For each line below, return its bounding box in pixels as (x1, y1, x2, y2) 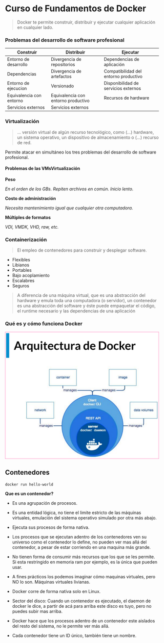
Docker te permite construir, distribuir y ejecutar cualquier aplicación (17, 19, 156, 25)
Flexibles (12, 257, 30, 263)
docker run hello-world (5, 482, 54, 487)
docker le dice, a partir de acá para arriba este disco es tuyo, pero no (12, 603, 152, 609)
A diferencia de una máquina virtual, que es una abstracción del (17, 292, 145, 298)
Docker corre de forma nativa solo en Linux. (12, 588, 101, 594)
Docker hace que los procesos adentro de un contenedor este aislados (12, 617, 155, 623)
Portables (12, 267, 32, 273)
